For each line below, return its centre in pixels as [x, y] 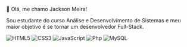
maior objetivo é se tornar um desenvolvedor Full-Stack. [75, 27]
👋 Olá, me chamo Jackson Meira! [47, 9]
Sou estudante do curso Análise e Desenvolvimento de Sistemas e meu [93, 20]
